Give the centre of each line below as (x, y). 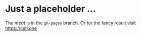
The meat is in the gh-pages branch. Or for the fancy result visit (71, 23)
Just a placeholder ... (51, 9)
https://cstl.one (21, 28)
